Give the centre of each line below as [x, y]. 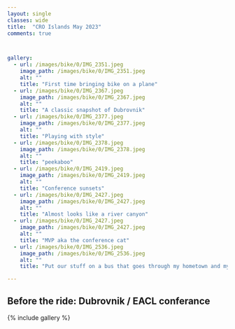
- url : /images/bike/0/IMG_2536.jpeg [69, 247]
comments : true [29, 33]
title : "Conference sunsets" [62, 188]
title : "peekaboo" [47, 162]
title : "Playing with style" [62, 136]
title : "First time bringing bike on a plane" [89, 84]
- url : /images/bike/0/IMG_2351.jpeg [69, 65]
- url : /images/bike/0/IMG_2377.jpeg [69, 117]
